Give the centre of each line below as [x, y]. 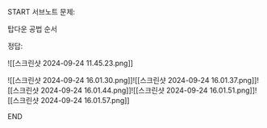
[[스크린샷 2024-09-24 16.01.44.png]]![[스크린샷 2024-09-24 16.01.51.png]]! [132, 90]
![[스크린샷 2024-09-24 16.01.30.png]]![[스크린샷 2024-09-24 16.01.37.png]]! [133, 80]
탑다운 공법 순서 [33, 29]
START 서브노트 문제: [42, 12]
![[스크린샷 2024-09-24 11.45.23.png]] [71, 63]
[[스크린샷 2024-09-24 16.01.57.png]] [69, 100]
